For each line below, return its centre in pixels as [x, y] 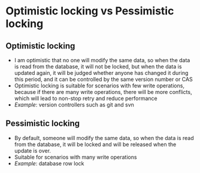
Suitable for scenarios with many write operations [75, 157]
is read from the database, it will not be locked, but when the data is [98, 66]
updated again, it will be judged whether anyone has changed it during [101, 73]
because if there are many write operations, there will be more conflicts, [103, 92]
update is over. [33, 150]
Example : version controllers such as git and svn [74, 105]
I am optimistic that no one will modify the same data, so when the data [102, 60]
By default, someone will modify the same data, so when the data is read [104, 138]
